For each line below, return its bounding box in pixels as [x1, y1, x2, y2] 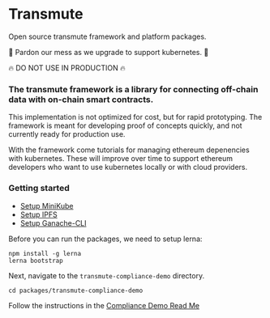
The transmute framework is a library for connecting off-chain [8, 83, 259, 95]
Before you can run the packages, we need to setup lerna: [8, 234, 203, 244]
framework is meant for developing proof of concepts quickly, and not [8, 121, 242, 130]
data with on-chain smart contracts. [8, 94, 154, 105]
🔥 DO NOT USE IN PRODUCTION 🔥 [8, 62, 126, 73]
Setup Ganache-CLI [19, 218, 87, 227]
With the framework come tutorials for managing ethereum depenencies [8, 145, 250, 155]
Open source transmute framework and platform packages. [8, 32, 207, 41]
